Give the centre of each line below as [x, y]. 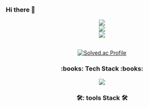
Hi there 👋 [21, 10]
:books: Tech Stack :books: [102, 69]
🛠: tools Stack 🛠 [102, 98]
